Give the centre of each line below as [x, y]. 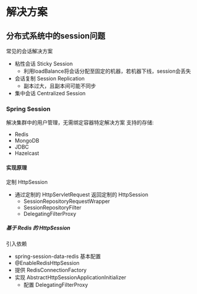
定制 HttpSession [27, 182]
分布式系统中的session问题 [56, 36]
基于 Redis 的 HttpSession [38, 228]
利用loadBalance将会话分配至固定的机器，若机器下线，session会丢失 [107, 71]
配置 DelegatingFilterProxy [56, 285]
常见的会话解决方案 [29, 51]
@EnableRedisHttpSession [47, 263]
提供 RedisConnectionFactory [50, 270]
